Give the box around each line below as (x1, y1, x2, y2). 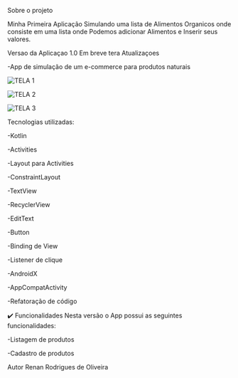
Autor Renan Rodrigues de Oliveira (7, 363, 109, 371)
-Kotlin (7, 132, 27, 140)
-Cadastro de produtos (7, 349, 75, 357)
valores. (7, 35, 31, 43)
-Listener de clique (7, 256, 63, 264)
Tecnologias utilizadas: (7, 117, 75, 126)
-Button (7, 228, 30, 236)
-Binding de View (7, 242, 58, 250)
